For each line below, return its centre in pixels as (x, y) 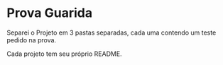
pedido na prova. (32, 40)
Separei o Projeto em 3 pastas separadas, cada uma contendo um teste (111, 32)
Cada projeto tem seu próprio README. (64, 54)
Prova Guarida (50, 13)
